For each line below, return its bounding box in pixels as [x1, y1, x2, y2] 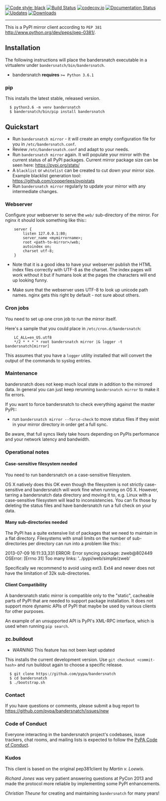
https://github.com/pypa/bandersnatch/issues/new [5, 708, 109, 714]
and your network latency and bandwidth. [5, 436, 90, 442]
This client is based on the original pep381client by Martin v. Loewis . [5, 765, 145, 772]
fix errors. [5, 392, 25, 398]
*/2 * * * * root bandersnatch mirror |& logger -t [14, 339, 123, 344]
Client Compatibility [5, 582, 47, 588]
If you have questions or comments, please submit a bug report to [5, 702, 140, 708]
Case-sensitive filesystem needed [5, 461, 78, 467]
